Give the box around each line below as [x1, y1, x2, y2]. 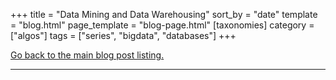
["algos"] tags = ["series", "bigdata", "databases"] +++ [10, 30, 237, 41]
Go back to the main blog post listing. [10, 49, 165, 61]
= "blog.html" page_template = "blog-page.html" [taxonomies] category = [10, 19, 315, 31]
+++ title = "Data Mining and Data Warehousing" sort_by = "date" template [10, 9, 318, 20]
